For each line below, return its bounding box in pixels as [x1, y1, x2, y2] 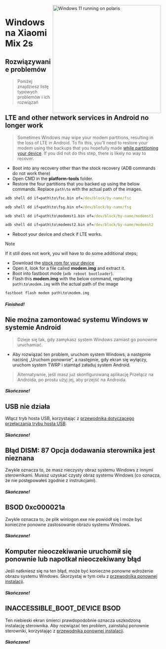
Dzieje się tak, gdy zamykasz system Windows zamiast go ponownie [17, 336, 157, 343]
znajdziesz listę [17, 84, 49, 89]
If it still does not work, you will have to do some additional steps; [5, 251, 138, 257]
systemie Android [5, 323, 61, 332]
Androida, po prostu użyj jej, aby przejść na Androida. [17, 377, 127, 383]
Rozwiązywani [5, 57, 51, 66]
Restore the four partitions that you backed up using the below [12, 180, 140, 187]
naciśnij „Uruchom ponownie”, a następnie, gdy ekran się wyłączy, [12, 356, 148, 362]
